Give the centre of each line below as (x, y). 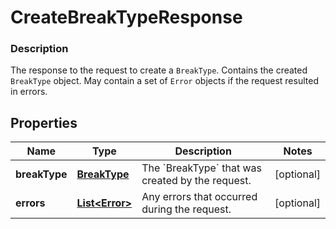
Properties (44, 122)
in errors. (29, 92)
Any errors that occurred (199, 197)
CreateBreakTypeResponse (126, 17)
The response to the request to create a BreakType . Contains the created (159, 70)
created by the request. (196, 181)
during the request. (186, 209)
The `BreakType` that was (201, 168)
